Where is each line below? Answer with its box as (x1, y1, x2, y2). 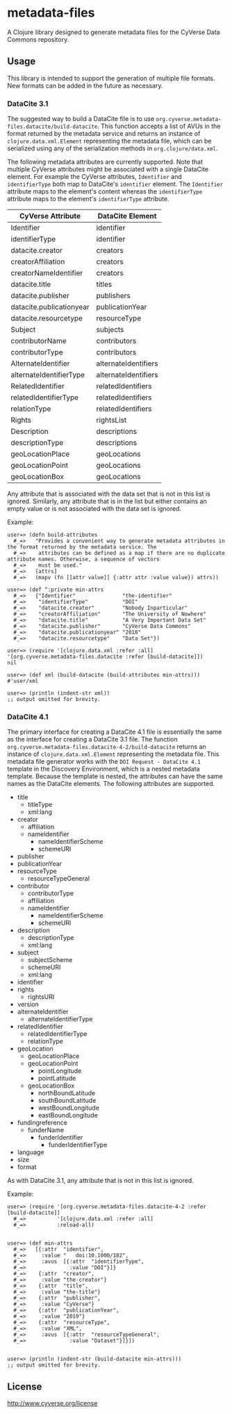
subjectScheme (27, 956, 73, 964)
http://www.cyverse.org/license (7, 1399, 98, 1408)
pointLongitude (38, 1067, 82, 1075)
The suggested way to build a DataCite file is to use (7, 115, 155, 123)
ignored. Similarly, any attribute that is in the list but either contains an (7, 497, 207, 505)
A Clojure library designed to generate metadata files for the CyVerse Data (7, 28, 220, 36)
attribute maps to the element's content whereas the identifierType (7, 187, 203, 196)
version (17, 1000, 40, 1009)
